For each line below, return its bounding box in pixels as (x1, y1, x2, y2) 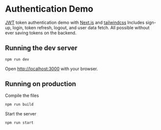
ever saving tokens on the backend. (5, 30, 77, 36)
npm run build (5, 102, 34, 107)
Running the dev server (5, 44, 78, 52)
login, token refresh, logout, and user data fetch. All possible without (12, 24, 150, 30)
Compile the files (5, 93, 39, 98)
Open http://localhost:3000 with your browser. (5, 66, 98, 72)
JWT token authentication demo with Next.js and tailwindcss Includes (5, 19, 145, 25)
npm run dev (5, 57, 29, 62)
